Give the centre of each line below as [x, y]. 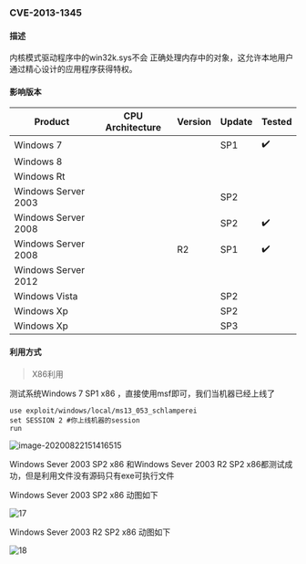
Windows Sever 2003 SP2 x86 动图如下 [84, 495]
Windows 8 [38, 162]
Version [194, 122]
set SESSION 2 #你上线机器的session [75, 420]
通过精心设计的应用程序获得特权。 [73, 69]
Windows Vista [46, 297]
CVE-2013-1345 [46, 13]
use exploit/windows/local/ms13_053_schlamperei [103, 411]
